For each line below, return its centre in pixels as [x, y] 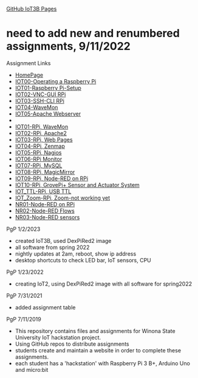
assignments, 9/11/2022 [68, 47]
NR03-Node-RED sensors [47, 217]
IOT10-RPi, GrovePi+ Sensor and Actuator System [77, 184]
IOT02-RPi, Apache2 [41, 133]
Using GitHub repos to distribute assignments [72, 344]
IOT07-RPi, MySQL [39, 165]
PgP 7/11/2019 [24, 319]
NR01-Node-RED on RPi [45, 204]
